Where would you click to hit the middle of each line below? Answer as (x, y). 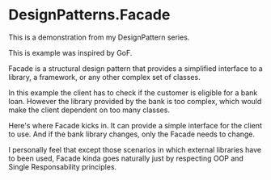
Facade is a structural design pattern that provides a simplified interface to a (135, 68)
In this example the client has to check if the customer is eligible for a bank (133, 92)
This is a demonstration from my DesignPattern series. (99, 37)
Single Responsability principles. (63, 166)
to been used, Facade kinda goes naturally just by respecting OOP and (126, 158)
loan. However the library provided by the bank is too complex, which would (135, 101)
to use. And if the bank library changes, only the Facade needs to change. (132, 134)
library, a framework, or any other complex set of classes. (104, 77)
